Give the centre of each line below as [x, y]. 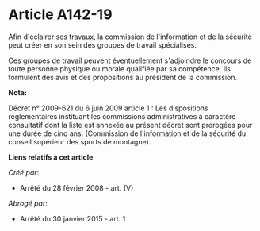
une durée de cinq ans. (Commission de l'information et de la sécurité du [127, 133]
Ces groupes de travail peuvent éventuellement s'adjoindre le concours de [130, 60]
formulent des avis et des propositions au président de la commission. [123, 77]
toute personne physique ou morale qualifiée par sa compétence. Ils [120, 68]
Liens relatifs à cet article [51, 157]
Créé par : [24, 172]
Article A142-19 [60, 15]
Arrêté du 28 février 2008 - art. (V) [76, 187]
